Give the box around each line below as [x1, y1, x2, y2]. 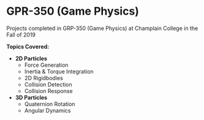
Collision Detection [24, 81, 72, 88]
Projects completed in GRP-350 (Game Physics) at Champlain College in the [6, 24, 198, 32]
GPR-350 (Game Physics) [6, 4, 140, 18]
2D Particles [15, 54, 48, 62]
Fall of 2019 [6, 31, 36, 38]
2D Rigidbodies [24, 74, 63, 81]
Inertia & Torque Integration [24, 67, 94, 75]
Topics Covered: [6, 43, 50, 50]
